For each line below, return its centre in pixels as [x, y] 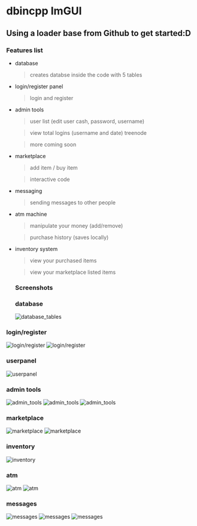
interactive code [50, 179]
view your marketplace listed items [73, 272]
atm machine [31, 214]
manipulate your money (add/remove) [76, 225]
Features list [25, 50]
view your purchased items [63, 260]
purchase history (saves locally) [69, 237]
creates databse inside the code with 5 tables [86, 75]
